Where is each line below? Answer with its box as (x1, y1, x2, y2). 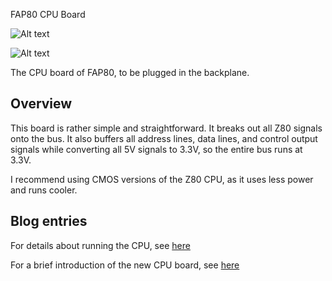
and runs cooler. (10, 184, 78, 196)
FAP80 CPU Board (10, 9, 86, 20)
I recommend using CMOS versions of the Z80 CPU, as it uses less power (10, 173, 314, 185)
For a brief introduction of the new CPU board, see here (10, 259, 240, 271)
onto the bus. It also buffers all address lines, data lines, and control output (10, 132, 318, 144)
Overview (10, 95, 73, 113)
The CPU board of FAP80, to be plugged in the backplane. (10, 67, 250, 78)
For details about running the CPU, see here (10, 239, 191, 251)
